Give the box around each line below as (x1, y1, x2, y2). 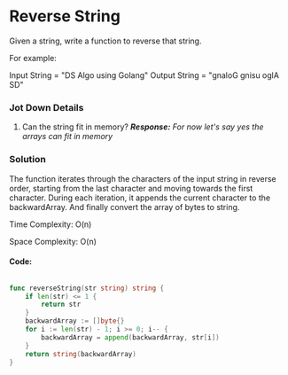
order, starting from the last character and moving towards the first (9, 183, 253, 193)
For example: (9, 52, 58, 63)
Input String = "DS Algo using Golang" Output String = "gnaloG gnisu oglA (9, 69, 279, 81)
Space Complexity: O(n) (9, 236, 97, 246)
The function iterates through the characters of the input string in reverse (9, 173, 276, 184)
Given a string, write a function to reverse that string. (9, 35, 202, 46)
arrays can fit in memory (21, 131, 113, 142)
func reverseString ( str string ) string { (9, 284, 165, 293)
